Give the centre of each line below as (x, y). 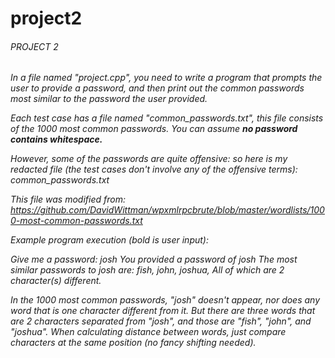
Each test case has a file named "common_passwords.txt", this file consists (167, 118)
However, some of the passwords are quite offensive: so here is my (149, 159)
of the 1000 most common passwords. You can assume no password (154, 129)
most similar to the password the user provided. (109, 99)
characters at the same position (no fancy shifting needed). (133, 343)
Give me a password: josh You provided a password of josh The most (154, 259)
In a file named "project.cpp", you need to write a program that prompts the (166, 78)
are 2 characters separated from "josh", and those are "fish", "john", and (161, 321)
